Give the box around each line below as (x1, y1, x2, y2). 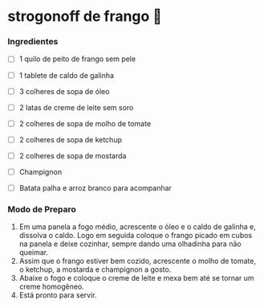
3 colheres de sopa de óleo (18, 86, 110, 96)
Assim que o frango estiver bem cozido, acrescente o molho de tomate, (18, 257, 256, 266)
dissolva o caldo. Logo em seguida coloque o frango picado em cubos (18, 231, 253, 240)
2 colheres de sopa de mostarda (18, 150, 127, 160)
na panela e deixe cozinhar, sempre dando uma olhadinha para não (18, 239, 242, 248)
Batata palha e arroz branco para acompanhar (18, 183, 172, 192)
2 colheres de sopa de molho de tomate (18, 118, 152, 128)
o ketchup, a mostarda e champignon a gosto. (18, 265, 172, 274)
